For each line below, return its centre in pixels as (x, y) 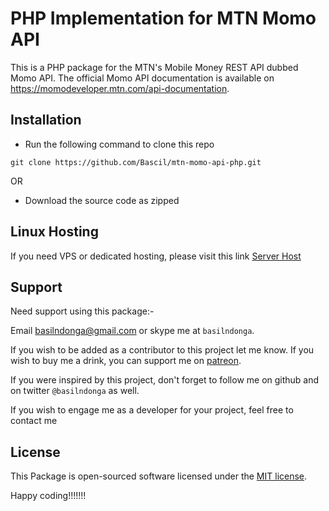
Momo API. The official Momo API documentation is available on (142, 78)
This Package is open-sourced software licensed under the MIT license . (159, 476)
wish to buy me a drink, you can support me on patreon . (126, 361)
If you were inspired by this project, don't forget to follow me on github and (165, 380)
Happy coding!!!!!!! (48, 496)
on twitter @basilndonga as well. (75, 391)
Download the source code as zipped (102, 200)
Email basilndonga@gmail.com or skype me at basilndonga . (132, 331)
